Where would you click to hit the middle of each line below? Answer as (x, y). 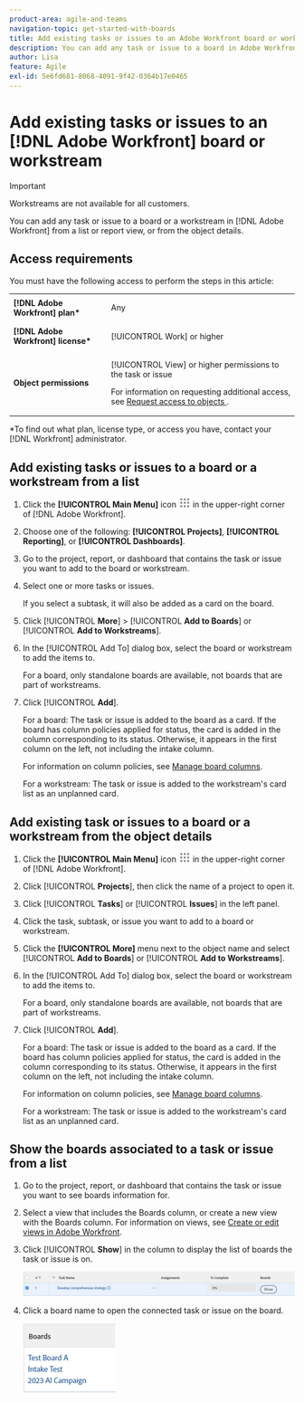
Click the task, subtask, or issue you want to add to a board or (138, 921)
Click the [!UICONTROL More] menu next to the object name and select (156, 949)
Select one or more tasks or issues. (88, 586)
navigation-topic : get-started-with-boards (93, 29)
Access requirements (71, 259)
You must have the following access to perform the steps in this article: (142, 281)
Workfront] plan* (47, 312)
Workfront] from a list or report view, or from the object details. (127, 230)
